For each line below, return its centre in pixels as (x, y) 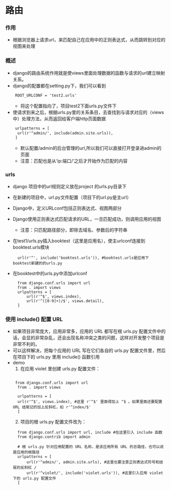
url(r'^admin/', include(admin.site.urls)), (65, 133)
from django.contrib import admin (54, 437)
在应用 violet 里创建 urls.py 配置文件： (60, 368)
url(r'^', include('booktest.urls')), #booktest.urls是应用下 (83, 258)
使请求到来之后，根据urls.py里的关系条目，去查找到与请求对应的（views (88, 112)
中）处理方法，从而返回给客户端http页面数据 (59, 119)
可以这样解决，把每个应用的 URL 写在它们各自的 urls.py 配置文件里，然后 (89, 350)
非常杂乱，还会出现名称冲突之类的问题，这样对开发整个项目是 (99, 338)
